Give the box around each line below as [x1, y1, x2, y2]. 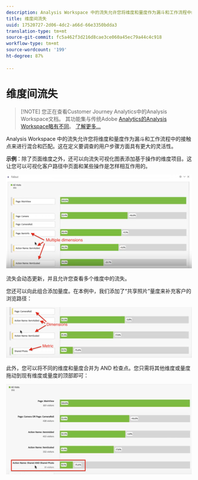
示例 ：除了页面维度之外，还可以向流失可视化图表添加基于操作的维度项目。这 [6, 155, 192, 162]
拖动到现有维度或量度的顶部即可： [6, 371, 89, 379]
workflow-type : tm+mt [6, 41, 60, 47]
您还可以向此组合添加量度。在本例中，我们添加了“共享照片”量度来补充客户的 [6, 288, 192, 295]
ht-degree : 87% [6, 53, 44, 59]
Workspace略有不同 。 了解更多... [20, 123, 101, 130]
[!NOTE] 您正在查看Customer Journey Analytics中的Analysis [20, 108, 167, 115]
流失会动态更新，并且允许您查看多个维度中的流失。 [6, 275, 130, 282]
